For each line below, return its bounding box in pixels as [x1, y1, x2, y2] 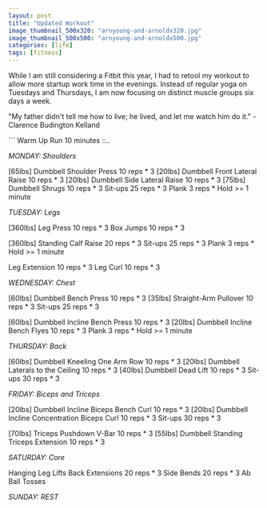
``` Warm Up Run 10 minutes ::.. [8, 136, 110, 145]
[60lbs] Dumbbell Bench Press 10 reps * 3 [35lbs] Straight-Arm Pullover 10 [8, 293, 254, 303]
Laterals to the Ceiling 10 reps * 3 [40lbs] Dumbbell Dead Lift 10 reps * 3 [8, 365, 246, 375]
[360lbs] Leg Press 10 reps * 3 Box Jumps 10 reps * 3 [8, 223, 185, 232]
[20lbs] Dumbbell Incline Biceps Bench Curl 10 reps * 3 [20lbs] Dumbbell [8, 405, 249, 414]
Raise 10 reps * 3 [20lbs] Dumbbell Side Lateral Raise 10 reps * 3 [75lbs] [8, 175, 246, 185]
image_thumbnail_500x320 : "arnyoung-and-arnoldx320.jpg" [8, 26, 202, 34]
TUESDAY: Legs [8, 208, 61, 216]
